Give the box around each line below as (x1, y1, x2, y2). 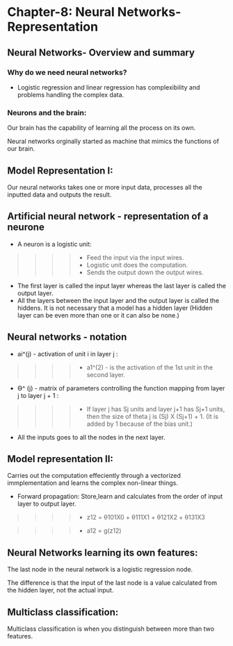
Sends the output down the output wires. (86, 268, 204, 276)
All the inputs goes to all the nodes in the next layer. (17, 433, 166, 441)
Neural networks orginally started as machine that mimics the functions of (7, 137, 219, 146)
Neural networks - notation (7, 331, 127, 343)
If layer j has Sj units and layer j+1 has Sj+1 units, (86, 404, 225, 413)
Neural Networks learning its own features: (7, 547, 198, 558)
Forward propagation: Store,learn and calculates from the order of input (17, 492, 223, 501)
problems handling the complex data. (17, 90, 124, 99)
